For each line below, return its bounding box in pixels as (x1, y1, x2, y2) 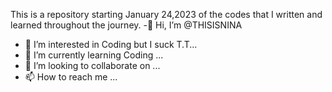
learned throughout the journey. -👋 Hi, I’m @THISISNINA (10, 19, 243, 31)
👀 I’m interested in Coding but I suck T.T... (24, 39, 198, 50)
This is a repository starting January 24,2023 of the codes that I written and (10, 9, 323, 20)
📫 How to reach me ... (24, 71, 118, 83)
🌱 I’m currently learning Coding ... (24, 49, 164, 61)
